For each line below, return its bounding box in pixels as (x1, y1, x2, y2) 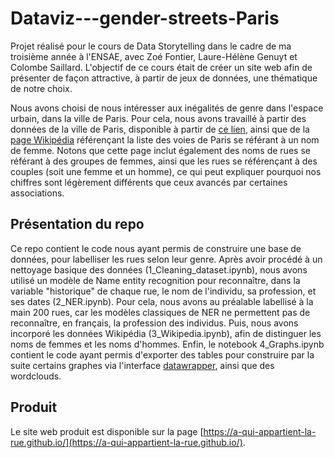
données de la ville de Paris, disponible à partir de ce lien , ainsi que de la (10, 123, 310, 135)
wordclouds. (10, 370, 62, 382)
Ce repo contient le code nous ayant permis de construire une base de (10, 242, 302, 254)
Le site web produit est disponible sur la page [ (10, 425, 204, 437)
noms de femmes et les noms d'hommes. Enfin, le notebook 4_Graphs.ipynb (10, 338, 325, 350)
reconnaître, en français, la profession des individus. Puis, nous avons (10, 317, 299, 329)
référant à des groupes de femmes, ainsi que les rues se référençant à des (10, 155, 318, 167)
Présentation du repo (10, 216, 145, 233)
